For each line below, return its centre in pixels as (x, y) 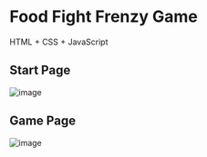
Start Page (40, 70)
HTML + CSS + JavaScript (59, 42)
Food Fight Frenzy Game (104, 17)
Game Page (42, 121)
